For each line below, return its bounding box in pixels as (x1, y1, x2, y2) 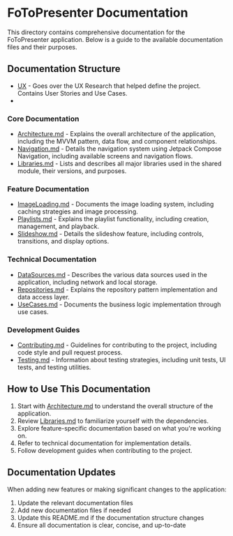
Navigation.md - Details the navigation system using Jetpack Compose (17, 144, 222, 153)
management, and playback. (17, 222, 100, 231)
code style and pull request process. (17, 348, 123, 357)
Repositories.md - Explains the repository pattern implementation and (17, 285, 218, 294)
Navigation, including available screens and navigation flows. (17, 152, 193, 161)
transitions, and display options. (17, 237, 110, 246)
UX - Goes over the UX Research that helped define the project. (17, 82, 201, 90)
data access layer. (17, 292, 70, 301)
